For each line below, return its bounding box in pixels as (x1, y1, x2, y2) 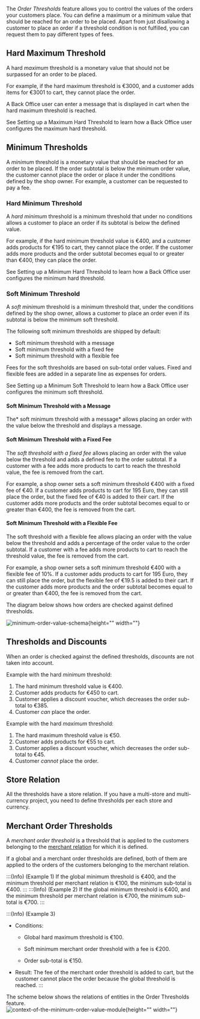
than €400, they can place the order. (6, 256, 97, 263)
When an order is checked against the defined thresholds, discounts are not (6, 652, 194, 660)
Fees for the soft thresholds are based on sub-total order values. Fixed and (6, 364, 192, 371)
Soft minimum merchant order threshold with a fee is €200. (23, 945, 171, 953)
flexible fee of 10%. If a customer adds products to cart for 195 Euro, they (6, 570, 188, 578)
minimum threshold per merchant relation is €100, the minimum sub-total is (6, 880, 192, 887)
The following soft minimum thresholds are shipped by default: (6, 328, 161, 335)
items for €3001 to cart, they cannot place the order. (6, 89, 136, 96)
